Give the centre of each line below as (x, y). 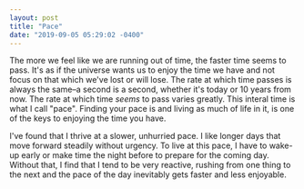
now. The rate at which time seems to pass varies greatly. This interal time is (152, 99)
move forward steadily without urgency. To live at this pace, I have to (138, 145)
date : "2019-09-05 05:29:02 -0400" (77, 35)
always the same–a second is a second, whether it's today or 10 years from (150, 90)
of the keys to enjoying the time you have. (88, 118)
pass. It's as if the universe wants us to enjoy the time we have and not (142, 70)
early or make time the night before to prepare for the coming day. (146, 155)
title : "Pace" (36, 26)
